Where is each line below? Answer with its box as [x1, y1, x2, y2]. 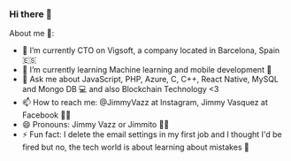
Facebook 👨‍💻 [21, 110, 72, 120]
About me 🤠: [9, 28, 55, 39]
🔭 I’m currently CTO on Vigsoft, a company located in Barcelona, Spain [21, 45, 280, 56]
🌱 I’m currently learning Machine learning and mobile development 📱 [21, 65, 272, 75]
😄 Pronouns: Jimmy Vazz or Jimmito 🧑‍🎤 [21, 119, 170, 130]
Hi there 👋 [9, 8, 53, 20]
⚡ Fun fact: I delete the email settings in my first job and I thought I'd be [21, 129, 283, 140]
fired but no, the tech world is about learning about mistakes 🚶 [21, 142, 249, 153]
